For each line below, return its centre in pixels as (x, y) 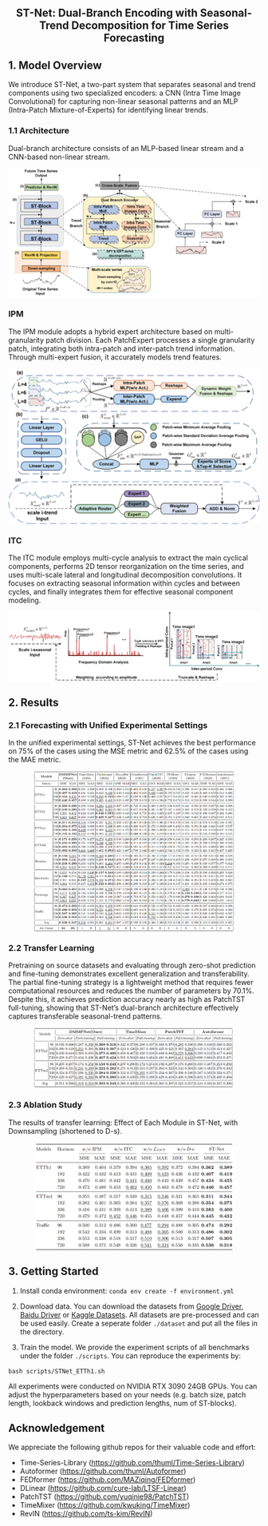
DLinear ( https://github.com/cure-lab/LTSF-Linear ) (103, 1488)
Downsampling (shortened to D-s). (65, 1131)
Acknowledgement (57, 1428)
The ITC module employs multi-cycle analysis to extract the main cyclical (128, 558)
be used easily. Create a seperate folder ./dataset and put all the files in (138, 1323)
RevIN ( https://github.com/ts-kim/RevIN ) (86, 1514)
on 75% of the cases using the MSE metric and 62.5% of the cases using (128, 751)
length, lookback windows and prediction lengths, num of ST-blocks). (122, 1403)
